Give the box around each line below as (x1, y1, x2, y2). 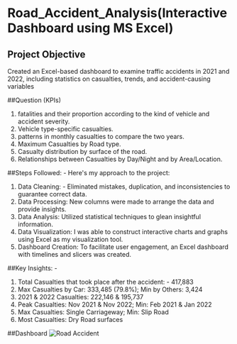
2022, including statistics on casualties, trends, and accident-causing (7, 74, 211, 83)
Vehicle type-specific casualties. (17, 125, 114, 133)
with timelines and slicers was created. (17, 250, 132, 258)
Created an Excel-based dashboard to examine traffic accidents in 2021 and (7, 67, 230, 75)
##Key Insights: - (7, 264, 58, 272)
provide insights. (17, 205, 67, 213)
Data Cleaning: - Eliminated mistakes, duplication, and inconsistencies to (17, 182, 231, 191)
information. (17, 220, 53, 228)
